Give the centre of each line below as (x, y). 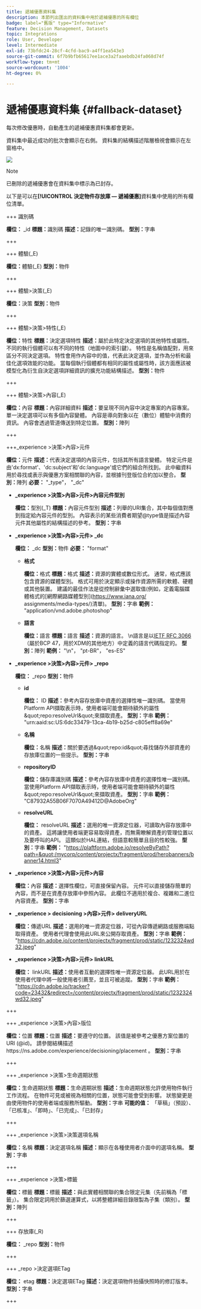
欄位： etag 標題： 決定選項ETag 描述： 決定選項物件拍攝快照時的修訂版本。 (99, 1281)
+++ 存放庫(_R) (25, 1232)
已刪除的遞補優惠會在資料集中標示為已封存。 (61, 184)
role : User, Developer (34, 40)
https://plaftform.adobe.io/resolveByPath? (118, 848)
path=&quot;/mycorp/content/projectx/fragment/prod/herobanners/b (109, 854)
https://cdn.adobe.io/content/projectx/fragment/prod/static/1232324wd (106, 941)
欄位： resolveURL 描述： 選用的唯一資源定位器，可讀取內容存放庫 (105, 825)
